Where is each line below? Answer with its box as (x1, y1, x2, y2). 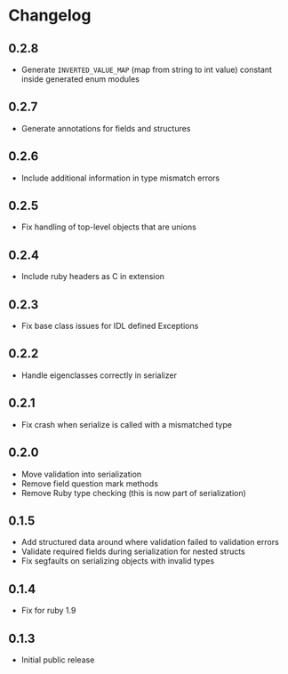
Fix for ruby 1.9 (20, 606, 76, 616)
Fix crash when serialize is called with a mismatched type (20, 419, 233, 429)
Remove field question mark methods (20, 477, 159, 489)
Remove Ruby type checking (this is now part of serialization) (20, 487, 246, 498)
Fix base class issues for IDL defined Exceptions (20, 321, 199, 332)
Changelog (8, 5, 92, 26)
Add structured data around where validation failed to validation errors (20, 537, 279, 548)
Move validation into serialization (20, 469, 142, 479)
